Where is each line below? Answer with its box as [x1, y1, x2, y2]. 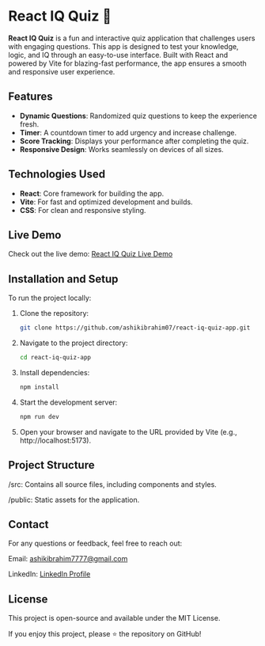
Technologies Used [8, 168, 105, 181]
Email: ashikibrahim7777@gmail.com [8, 554, 128, 564]
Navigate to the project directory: [19, 338, 128, 348]
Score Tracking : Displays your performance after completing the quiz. [19, 136, 249, 146]
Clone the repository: [19, 309, 89, 318]
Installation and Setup [8, 272, 119, 286]
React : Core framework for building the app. [19, 188, 165, 198]
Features [8, 90, 53, 104]
